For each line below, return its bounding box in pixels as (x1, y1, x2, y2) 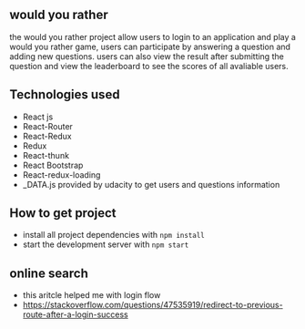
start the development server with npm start (22, 239, 189, 250)
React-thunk (22, 149, 70, 160)
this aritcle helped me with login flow (22, 290, 161, 301)
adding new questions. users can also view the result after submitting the (9, 50, 284, 62)
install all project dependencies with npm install (22, 230, 205, 241)
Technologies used (9, 87, 120, 103)
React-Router (22, 120, 73, 131)
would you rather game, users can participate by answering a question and (9, 41, 291, 52)
